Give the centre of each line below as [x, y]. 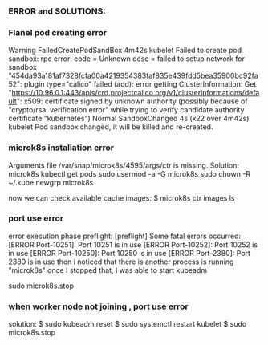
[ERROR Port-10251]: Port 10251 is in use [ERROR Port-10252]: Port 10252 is [133, 244]
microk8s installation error [61, 148]
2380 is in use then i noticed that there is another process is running [121, 262]
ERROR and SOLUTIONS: [57, 11]
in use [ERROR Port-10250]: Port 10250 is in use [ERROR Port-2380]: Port [130, 253]
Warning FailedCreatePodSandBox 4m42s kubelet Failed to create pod [125, 51]
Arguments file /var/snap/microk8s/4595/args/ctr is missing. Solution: [124, 165]
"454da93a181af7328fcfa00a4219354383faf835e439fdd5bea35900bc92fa [133, 76]
